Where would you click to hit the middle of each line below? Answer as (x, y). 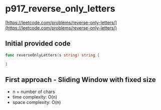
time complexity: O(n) (35, 97)
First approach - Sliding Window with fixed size (81, 80)
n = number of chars (34, 92)
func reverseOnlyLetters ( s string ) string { (52, 55)
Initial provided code (38, 44)
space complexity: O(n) (37, 102)
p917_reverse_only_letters (60, 9)
